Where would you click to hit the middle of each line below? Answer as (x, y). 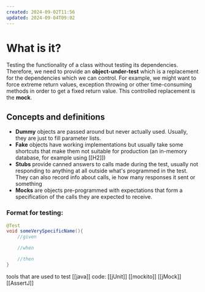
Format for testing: (35, 213)
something (29, 184)
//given (27, 237)
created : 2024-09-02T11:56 (41, 12)
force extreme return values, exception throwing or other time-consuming (99, 85)
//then (26, 259)
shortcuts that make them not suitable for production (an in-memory (101, 152)
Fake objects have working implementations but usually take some (99, 145)
